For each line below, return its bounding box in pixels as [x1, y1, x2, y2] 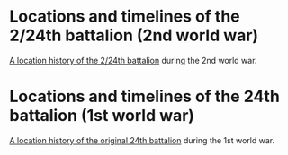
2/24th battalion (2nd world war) [9, 25, 259, 46]
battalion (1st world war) [9, 106, 195, 126]
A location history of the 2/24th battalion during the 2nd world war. [9, 55, 257, 65]
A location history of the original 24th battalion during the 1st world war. [9, 134, 275, 145]
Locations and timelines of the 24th [9, 87, 281, 107]
